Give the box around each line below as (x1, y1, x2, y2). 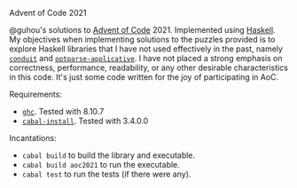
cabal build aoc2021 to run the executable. (21, 160, 180, 169)
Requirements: (9, 89, 62, 99)
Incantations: (9, 133, 57, 143)
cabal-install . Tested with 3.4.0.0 (21, 115, 149, 126)
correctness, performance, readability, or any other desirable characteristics (9, 62, 288, 73)
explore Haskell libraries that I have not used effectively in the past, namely (9, 43, 284, 54)
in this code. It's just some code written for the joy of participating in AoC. (9, 72, 279, 82)
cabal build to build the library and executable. (21, 150, 196, 161)
